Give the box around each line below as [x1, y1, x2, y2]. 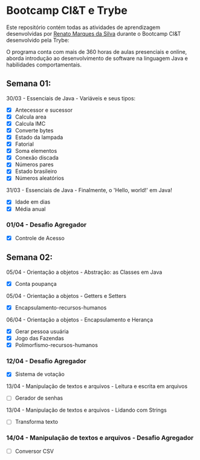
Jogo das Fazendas [15, 334, 65, 342]
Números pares [15, 161, 54, 168]
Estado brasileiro [15, 167, 57, 175]
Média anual [15, 205, 47, 212]
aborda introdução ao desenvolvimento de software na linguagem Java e [6, 54, 189, 62]
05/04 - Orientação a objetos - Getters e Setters [6, 292, 127, 299]
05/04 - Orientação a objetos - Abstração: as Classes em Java [6, 268, 163, 276]
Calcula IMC [15, 120, 46, 127]
